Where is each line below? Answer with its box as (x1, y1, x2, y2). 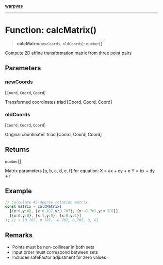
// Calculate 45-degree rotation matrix (5, 200, 88, 204)
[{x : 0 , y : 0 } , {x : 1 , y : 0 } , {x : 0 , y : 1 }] (9, 213, 81, 218)
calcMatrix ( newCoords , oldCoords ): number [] (16, 40, 103, 47)
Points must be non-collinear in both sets (12, 244, 95, 250)
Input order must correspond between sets (12, 249, 98, 255)
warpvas (5, 3, 23, 9)
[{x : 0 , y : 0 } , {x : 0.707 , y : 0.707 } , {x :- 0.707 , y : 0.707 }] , (9, 209, 120, 214)
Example (5, 187, 32, 195)
